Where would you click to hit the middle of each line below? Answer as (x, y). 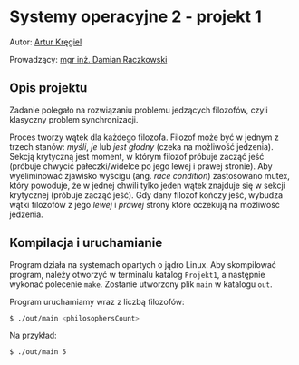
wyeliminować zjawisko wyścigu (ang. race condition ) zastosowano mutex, (149, 175)
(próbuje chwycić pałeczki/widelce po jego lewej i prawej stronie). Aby (141, 166)
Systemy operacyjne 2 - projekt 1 (136, 17)
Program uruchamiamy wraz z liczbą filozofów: (97, 301)
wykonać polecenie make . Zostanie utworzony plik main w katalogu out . (141, 284)
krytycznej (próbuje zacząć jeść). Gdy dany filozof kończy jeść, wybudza (146, 195)
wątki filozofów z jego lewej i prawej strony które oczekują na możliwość (145, 204)
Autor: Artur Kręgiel (46, 42)
